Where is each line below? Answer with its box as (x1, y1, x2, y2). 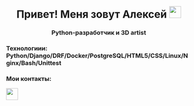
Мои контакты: (6, 74, 52, 83)
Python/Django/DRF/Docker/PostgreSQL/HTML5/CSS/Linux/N (6, 52, 188, 60)
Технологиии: (6, 45, 48, 53)
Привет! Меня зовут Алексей (16, 8, 168, 21)
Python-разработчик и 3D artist (51, 29, 146, 37)
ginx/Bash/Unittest (6, 59, 62, 67)
